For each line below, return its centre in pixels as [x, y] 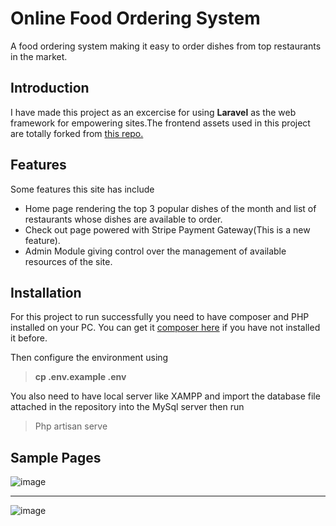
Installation [46, 292]
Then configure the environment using [89, 358]
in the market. [39, 56]
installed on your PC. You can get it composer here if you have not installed [165, 328]
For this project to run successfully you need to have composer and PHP [160, 317]
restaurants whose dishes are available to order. [123, 219]
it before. [29, 338]
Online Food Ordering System [135, 18]
